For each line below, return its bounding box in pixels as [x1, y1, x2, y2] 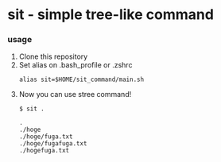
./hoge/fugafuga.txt [18, 140, 87, 148]
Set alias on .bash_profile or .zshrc [18, 60, 133, 70]
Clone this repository [18, 52, 88, 61]
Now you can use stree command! [18, 90, 132, 99]
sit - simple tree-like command [7, 6, 214, 24]
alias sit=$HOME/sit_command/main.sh [18, 75, 145, 84]
